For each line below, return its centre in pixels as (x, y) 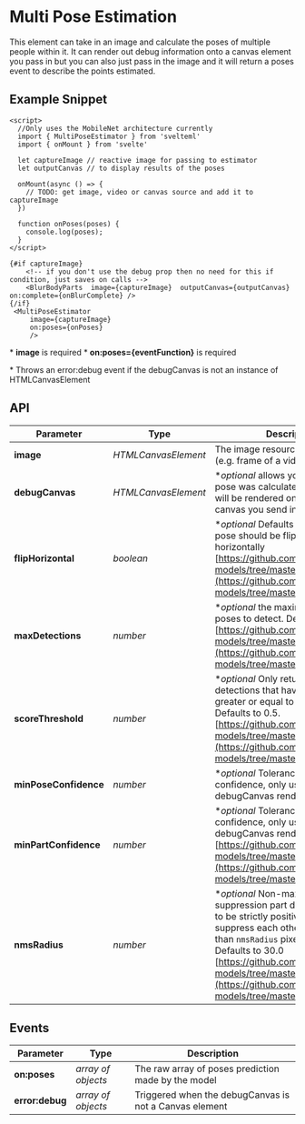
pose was (235, 487)
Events (30, 1028)
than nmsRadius (246, 938)
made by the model (176, 1080)
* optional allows (250, 475)
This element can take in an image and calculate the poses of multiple (140, 42)
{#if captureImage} (46, 264)
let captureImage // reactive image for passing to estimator (138, 160)
